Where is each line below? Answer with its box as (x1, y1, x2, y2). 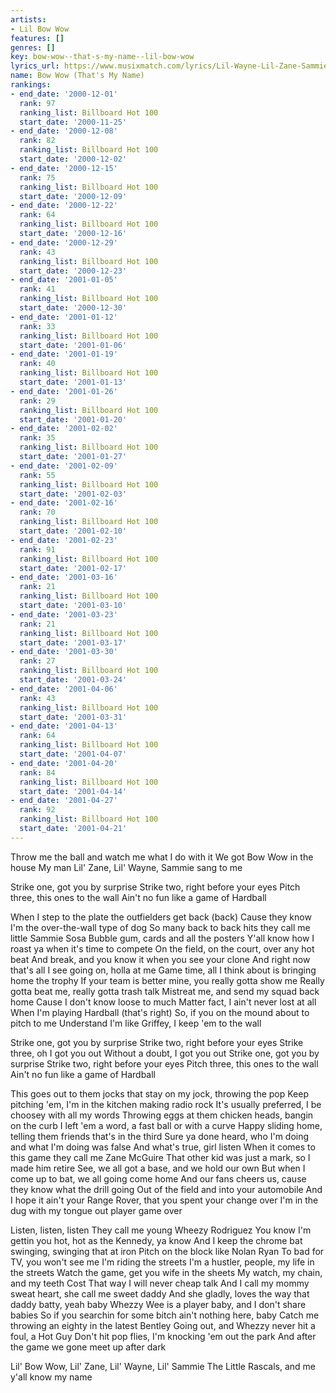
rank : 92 (19, 805, 56, 815)
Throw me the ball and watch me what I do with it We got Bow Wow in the (10, 851, 314, 863)
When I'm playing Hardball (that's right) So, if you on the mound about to (10, 1006, 310, 1018)
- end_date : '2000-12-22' (10, 201, 118, 211)
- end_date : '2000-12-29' (10, 237, 118, 248)
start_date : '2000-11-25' (19, 117, 128, 127)
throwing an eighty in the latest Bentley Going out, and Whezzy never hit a (10, 1319, 316, 1331)
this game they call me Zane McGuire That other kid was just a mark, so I (10, 1151, 311, 1163)
